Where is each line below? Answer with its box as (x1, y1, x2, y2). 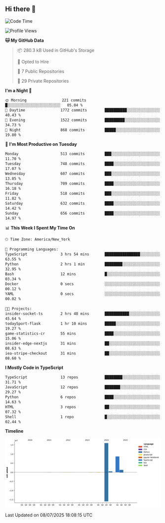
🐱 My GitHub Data (5, 37, 44, 43)
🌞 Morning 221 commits (5, 98, 86, 103)
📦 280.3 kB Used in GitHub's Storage (17, 47, 95, 53)
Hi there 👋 (5, 5, 36, 13)
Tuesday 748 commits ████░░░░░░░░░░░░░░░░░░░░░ (5, 161, 161, 166)
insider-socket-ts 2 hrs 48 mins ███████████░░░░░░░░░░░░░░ (5, 311, 161, 316)
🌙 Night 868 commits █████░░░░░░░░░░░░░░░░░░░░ (5, 127, 161, 132)
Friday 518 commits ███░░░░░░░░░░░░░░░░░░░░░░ (5, 191, 161, 196)
